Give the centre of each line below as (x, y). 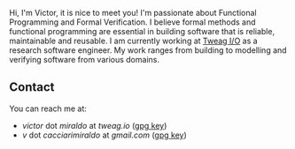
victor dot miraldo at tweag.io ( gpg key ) (94, 125)
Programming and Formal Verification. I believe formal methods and (132, 22)
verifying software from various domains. (84, 60)
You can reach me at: (48, 108)
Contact (32, 87)
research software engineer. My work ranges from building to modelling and (148, 50)
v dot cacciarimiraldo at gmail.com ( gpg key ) (105, 135)
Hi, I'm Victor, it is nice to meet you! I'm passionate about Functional (133, 13)
